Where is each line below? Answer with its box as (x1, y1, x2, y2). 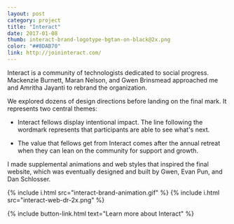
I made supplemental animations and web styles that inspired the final (7, 160, 209, 168)
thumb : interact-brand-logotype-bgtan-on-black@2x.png (7, 36, 171, 43)
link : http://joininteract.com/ (7, 50, 102, 57)
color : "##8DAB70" (7, 43, 61, 50)
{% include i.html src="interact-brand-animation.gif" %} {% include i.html (7, 188, 220, 197)
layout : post (7, 10, 46, 17)
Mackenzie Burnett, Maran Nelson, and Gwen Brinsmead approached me (7, 76, 219, 84)
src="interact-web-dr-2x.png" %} (7, 195, 105, 204)
